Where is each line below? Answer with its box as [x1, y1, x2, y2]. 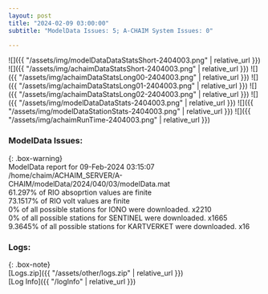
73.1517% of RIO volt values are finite [8, 195, 130, 205]
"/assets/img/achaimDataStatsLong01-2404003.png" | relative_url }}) [18, 81, 249, 91]
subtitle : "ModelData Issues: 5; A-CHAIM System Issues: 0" [8, 26, 214, 34]
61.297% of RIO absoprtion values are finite [8, 187, 152, 197]
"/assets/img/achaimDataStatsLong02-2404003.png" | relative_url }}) [18, 90, 250, 99]
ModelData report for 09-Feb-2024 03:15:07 [8, 162, 155, 171]
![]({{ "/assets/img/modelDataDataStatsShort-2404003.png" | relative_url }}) [8, 55, 261, 65]
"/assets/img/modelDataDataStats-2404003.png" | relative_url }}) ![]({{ [18, 98, 254, 108]
